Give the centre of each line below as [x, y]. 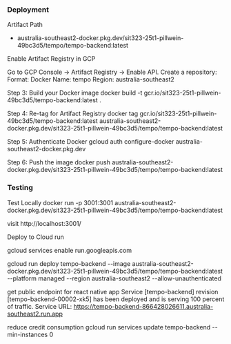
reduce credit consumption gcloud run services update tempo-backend [109, 327]
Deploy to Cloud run [36, 237]
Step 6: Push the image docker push [59, 162]
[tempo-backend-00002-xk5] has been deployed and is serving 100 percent [116, 299]
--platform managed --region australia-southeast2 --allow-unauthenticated [114, 278]
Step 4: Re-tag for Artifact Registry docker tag [73, 114]
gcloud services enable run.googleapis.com [70, 250]
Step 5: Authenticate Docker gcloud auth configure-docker [91, 142]
